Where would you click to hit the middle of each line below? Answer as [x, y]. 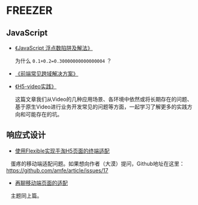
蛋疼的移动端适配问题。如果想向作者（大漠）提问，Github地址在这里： [97, 163]
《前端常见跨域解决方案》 [46, 74]
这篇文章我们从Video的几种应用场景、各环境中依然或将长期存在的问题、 [103, 99]
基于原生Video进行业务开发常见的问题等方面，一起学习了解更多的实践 [101, 107]
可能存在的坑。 [44, 114]
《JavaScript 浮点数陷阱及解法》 [54, 48]
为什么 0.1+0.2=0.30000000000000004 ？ [63, 61]
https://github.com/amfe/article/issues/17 [57, 170]
